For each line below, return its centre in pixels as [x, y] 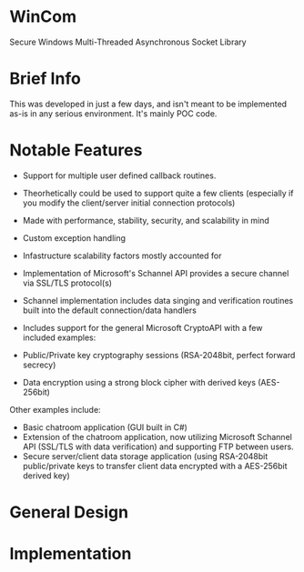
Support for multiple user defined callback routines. [119, 176]
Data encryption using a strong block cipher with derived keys [139, 382]
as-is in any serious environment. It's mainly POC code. [113, 113]
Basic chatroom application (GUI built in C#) [105, 427]
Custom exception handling [74, 237]
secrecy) [39, 365]
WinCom [43, 17]
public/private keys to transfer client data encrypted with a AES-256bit [155, 466]
